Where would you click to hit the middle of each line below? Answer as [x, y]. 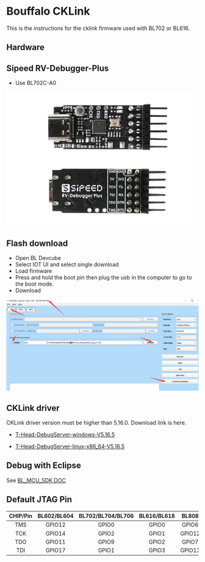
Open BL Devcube [38, 258]
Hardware [25, 47]
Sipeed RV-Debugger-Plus [58, 68]
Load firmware [34, 271]
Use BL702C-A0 [36, 83]
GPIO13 [190, 550]
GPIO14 [56, 533]
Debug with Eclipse [44, 466]
